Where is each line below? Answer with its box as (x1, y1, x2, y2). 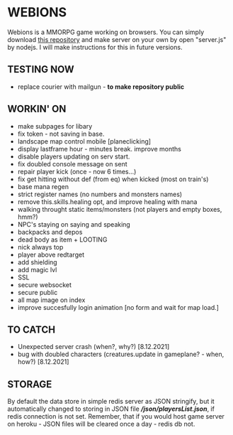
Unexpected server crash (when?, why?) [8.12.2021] (17, 343, 170, 351)
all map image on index (17, 296, 86, 304)
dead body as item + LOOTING (17, 235, 108, 244)
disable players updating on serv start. (17, 152, 130, 161)
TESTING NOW (7, 63, 74, 75)
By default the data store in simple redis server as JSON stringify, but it (7, 397, 215, 406)
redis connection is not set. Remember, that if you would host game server (7, 412, 225, 421)
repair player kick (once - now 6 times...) (17, 167, 137, 176)
